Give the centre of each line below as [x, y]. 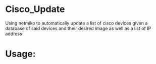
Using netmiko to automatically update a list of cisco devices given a [76, 23]
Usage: [21, 54]
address [14, 33]
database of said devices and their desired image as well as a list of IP [78, 28]
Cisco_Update [35, 9]
